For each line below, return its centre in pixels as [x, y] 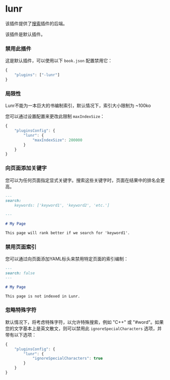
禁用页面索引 [21, 247]
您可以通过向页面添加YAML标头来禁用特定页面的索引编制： [67, 259]
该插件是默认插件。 [25, 34]
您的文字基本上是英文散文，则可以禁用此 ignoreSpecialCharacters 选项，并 [83, 328]
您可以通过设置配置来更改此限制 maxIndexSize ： [55, 117]
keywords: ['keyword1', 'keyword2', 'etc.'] [62, 206]
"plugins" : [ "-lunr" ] [37, 75]
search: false [20, 273]
